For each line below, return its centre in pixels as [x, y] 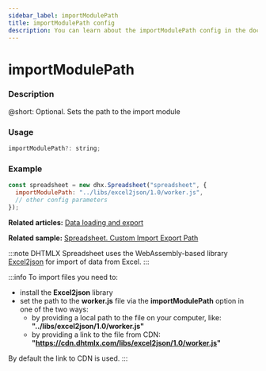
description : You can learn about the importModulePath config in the [127, 30]
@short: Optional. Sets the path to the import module [94, 111]
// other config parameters [62, 200]
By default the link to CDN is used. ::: [68, 358]
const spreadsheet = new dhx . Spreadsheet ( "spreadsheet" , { [108, 185]
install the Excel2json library [66, 292]
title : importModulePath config [61, 23]
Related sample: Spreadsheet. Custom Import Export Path [103, 238]
